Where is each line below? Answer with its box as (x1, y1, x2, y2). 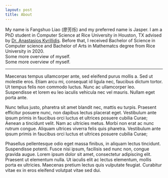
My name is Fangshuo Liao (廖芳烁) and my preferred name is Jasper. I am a (5, 26, 162, 33)
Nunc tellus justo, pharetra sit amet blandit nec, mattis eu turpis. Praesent (5, 104, 156, 110)
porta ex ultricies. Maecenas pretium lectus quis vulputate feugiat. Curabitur (5, 161, 162, 168)
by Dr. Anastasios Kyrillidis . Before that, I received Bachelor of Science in (5, 37, 155, 43)
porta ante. (5, 94, 28, 100)
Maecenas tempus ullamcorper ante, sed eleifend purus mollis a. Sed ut (5, 73, 153, 79)
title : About (5, 12, 32, 17)
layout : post (5, 7, 32, 13)
